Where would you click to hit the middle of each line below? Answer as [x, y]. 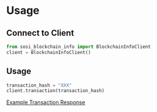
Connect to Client [40, 33]
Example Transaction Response [46, 102]
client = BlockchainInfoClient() [49, 52]
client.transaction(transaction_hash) [55, 91]
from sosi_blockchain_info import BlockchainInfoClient [78, 47]
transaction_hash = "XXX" [39, 85]
